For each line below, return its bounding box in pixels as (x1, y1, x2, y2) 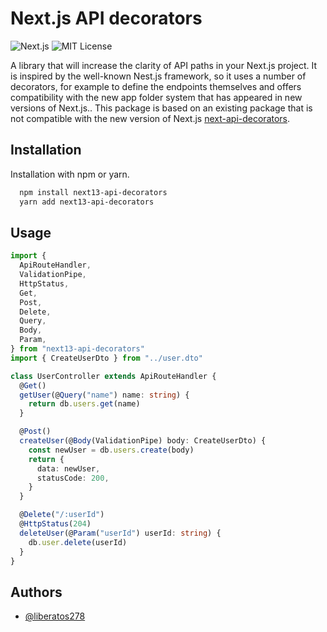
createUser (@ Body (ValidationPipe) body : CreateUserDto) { (19, 436, 267, 446)
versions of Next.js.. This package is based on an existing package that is (10, 102, 313, 114)
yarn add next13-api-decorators (19, 197, 155, 207)
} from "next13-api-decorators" (10, 344, 145, 354)
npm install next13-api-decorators (19, 187, 168, 197)
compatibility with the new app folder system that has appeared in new (10, 91, 303, 103)
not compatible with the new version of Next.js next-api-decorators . (10, 112, 291, 124)
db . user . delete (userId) (28, 537, 128, 547)
